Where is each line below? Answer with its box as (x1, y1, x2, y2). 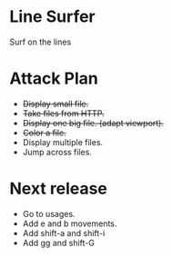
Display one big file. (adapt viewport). (22, 117, 164, 128)
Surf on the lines (9, 36, 72, 47)
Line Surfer (9, 6, 96, 27)
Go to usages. (22, 208, 76, 219)
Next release (9, 179, 107, 199)
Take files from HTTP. (22, 107, 105, 119)
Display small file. (22, 98, 89, 109)
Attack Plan (9, 68, 98, 89)
